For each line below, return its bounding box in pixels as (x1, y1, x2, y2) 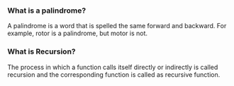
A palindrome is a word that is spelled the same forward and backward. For (7, 22, 227, 30)
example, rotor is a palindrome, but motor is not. (7, 29, 147, 37)
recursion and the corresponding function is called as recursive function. (7, 70, 221, 79)
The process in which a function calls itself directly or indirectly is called (7, 63, 218, 71)
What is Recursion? (7, 47, 76, 56)
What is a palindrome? (7, 6, 87, 16)
